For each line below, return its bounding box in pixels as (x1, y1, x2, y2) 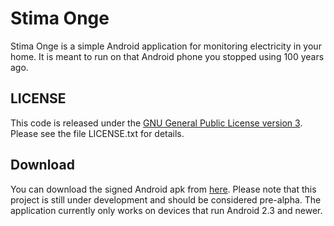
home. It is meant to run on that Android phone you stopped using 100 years (10, 50, 325, 62)
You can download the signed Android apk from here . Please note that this (10, 183, 317, 195)
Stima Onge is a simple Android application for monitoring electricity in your (10, 40, 322, 52)
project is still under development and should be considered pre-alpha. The (10, 193, 322, 206)
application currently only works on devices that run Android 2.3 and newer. (10, 204, 323, 216)
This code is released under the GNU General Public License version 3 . (10, 117, 303, 129)
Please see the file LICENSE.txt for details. (10, 127, 185, 139)
